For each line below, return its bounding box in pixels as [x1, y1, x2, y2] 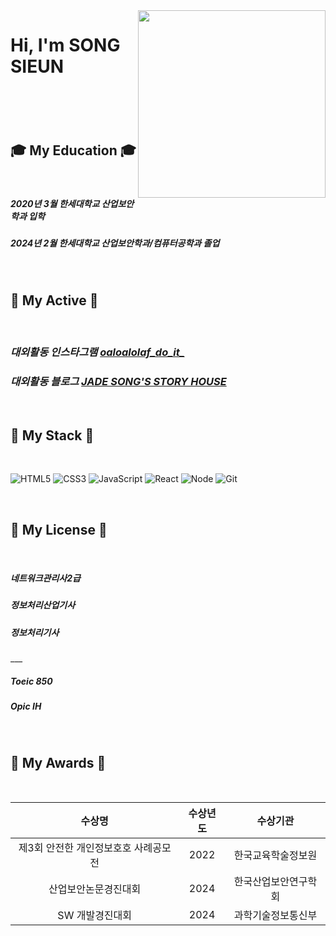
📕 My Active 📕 [10, 292, 99, 309]
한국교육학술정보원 [233, 849, 318, 863]
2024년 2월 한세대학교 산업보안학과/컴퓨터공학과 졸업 [10, 237, 220, 249]
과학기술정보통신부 [233, 909, 318, 923]
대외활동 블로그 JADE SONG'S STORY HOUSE [10, 375, 227, 389]
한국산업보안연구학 [233, 875, 318, 889]
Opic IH [10, 700, 42, 712]
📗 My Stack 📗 [10, 427, 95, 444]
